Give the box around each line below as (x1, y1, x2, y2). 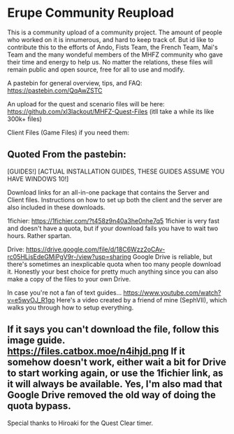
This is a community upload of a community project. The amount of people (7, 28, 222, 36)
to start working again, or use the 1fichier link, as (7, 367, 224, 379)
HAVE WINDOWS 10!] (7, 174, 69, 183)
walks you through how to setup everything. (7, 303, 134, 311)
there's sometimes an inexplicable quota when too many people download (7, 260, 221, 268)
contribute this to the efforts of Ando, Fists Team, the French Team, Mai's (7, 43, 218, 51)
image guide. (7, 335, 65, 346)
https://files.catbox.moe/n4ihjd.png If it (7, 345, 185, 358)
